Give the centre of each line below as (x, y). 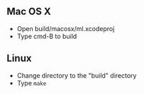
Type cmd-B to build (47, 36)
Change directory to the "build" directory (77, 75)
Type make (32, 83)
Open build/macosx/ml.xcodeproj (66, 28)
